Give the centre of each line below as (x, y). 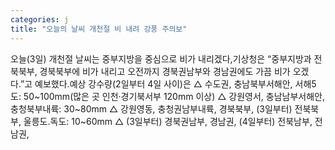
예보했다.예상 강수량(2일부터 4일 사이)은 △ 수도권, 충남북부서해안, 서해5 (175, 83)
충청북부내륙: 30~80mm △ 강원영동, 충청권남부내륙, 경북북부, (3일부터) (151, 108)
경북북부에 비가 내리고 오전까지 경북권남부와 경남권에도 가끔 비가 (165, 71)
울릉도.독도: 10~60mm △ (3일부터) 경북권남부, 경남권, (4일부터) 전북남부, (168, 121)
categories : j (40, 19)
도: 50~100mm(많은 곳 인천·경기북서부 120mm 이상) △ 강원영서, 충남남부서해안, (167, 96)
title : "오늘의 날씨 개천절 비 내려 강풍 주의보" (99, 29)
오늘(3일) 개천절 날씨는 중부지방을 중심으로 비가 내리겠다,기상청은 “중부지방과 (161, 58)
